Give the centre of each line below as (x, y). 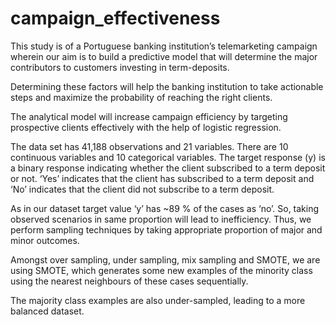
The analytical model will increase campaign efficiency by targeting (149, 116)
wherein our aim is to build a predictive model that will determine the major (164, 56)
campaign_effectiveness (115, 18)
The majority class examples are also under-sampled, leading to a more (158, 300)
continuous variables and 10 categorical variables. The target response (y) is (168, 157)
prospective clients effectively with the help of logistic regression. (146, 127)
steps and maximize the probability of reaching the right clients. (141, 97)
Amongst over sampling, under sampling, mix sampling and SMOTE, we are (165, 259)
